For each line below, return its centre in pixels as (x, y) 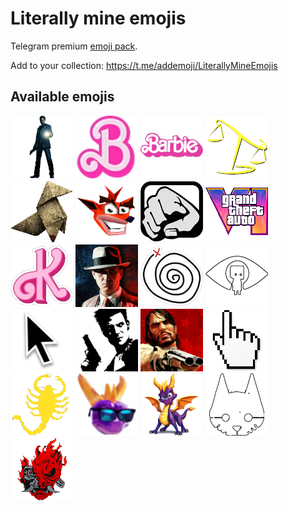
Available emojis (62, 97)
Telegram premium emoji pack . (74, 46)
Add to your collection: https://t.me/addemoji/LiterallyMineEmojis (144, 65)
